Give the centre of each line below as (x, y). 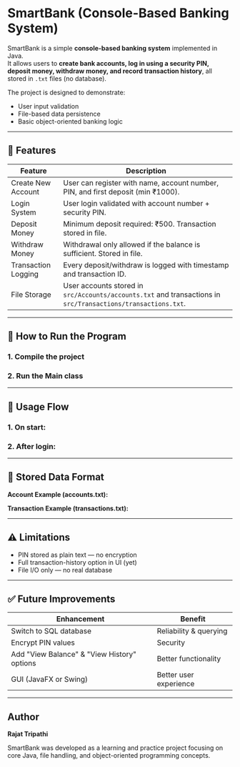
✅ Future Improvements (61, 599)
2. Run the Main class (45, 375)
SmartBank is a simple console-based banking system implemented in (112, 48)
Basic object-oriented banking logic (70, 121)
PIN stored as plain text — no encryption (77, 555)
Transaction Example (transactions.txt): (68, 508)
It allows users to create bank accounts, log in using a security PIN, (108, 63)
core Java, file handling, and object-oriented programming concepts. (109, 756)
